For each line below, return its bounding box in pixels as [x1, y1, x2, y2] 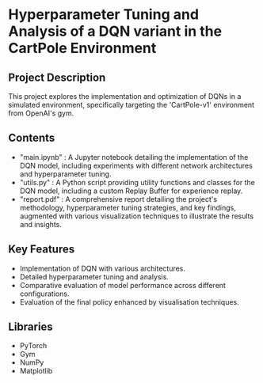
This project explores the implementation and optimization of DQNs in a [8, 92, 242, 100]
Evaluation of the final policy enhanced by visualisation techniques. [19, 297, 239, 306]
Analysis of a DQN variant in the [8, 22, 223, 40]
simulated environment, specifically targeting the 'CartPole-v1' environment [8, 100, 255, 109]
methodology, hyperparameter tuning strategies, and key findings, [19, 203, 236, 212]
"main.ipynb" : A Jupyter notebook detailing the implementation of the [19, 152, 249, 161]
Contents [8, 131, 55, 145]
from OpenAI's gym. [8, 108, 74, 118]
